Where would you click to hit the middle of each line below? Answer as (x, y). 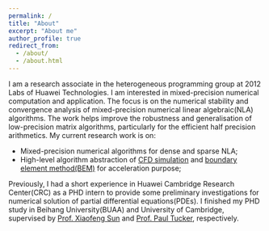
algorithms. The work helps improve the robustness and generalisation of (130, 118)
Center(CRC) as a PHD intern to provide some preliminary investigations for (134, 192)
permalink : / (30, 16)
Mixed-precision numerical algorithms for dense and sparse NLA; (129, 151)
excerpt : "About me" (43, 31)
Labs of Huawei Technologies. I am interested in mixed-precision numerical (134, 92)
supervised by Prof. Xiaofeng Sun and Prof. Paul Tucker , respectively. (124, 218)
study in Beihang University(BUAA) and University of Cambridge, (116, 209)
